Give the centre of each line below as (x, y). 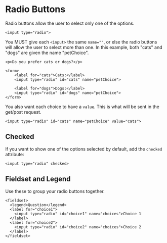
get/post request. (23, 112)
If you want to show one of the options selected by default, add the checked (84, 149)
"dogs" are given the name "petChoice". (47, 53)
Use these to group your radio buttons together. (55, 191)
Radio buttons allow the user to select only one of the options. (70, 23)
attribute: (15, 154)
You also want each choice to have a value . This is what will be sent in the (82, 107)
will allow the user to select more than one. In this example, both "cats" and (84, 47)
